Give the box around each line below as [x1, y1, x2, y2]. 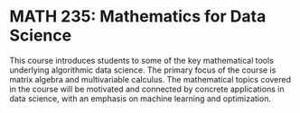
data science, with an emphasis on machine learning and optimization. [9, 92, 271, 104]
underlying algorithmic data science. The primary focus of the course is [9, 65, 277, 75]
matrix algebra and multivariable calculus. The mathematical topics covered [9, 74, 292, 84]
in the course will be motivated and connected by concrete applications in [9, 83, 285, 94]
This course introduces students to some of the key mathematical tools [9, 55, 274, 65]
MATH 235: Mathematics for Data [9, 6, 267, 27]
